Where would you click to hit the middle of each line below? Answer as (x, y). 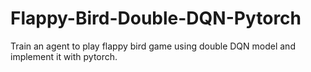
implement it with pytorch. (64, 56)
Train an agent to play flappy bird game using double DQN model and (153, 46)
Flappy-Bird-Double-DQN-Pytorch (156, 18)
